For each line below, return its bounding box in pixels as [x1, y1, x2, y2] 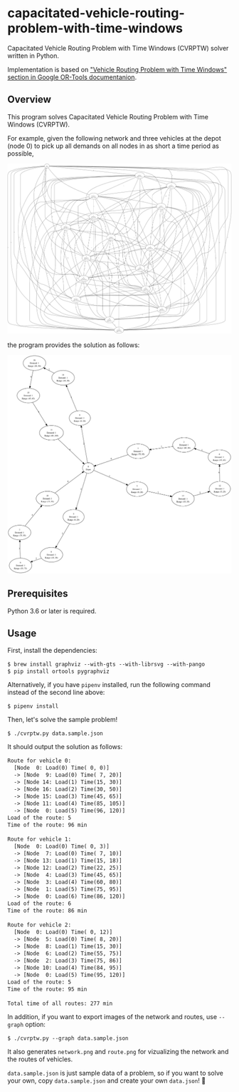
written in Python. [7, 51, 59, 60]
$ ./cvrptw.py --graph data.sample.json [7, 1035, 129, 1042]
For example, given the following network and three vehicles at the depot [7, 134, 222, 142]
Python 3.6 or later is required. [7, 606, 97, 615]
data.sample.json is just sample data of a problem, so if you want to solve [7, 1069, 224, 1078]
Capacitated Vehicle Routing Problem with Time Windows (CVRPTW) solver [7, 44, 229, 52]
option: [24, 1020, 46, 1029]
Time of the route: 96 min [7, 821, 87, 829]
